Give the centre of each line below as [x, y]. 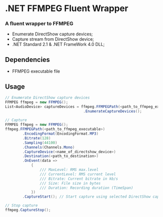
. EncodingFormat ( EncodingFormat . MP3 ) [60, 134]
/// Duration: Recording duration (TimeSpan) [86, 188]
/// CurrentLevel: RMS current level [78, 174]
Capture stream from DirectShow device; [53, 39]
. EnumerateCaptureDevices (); [113, 111]
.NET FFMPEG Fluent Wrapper [67, 8]
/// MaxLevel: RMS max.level [69, 170]
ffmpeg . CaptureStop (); [28, 210]
